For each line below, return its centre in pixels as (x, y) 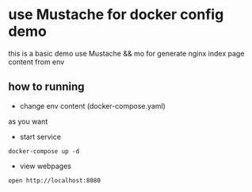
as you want (28, 121)
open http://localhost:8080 (55, 180)
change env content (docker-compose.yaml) (93, 106)
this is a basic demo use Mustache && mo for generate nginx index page (126, 53)
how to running (46, 87)
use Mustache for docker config (116, 15)
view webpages (46, 166)
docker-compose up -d (44, 151)
